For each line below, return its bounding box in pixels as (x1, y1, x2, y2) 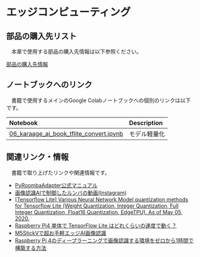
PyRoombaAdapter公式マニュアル (14, 181, 98, 188)
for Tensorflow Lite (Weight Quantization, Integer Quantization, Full (14, 202, 179, 209)
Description (129, 119, 163, 127)
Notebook (9, 119, 38, 127)
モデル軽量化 (129, 129, 165, 138)
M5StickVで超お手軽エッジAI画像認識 (14, 229, 107, 236)
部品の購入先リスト (6, 31, 77, 41)
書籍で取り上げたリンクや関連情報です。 (11, 169, 110, 176)
